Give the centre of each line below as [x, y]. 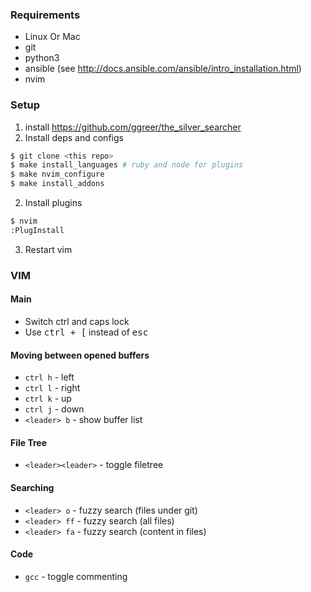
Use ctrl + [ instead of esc [86, 332]
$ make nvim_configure [57, 174]
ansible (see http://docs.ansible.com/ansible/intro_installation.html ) [163, 69]
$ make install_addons [57, 184]
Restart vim [48, 249]
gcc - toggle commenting [76, 576]
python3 [42, 58]
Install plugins [53, 203]
